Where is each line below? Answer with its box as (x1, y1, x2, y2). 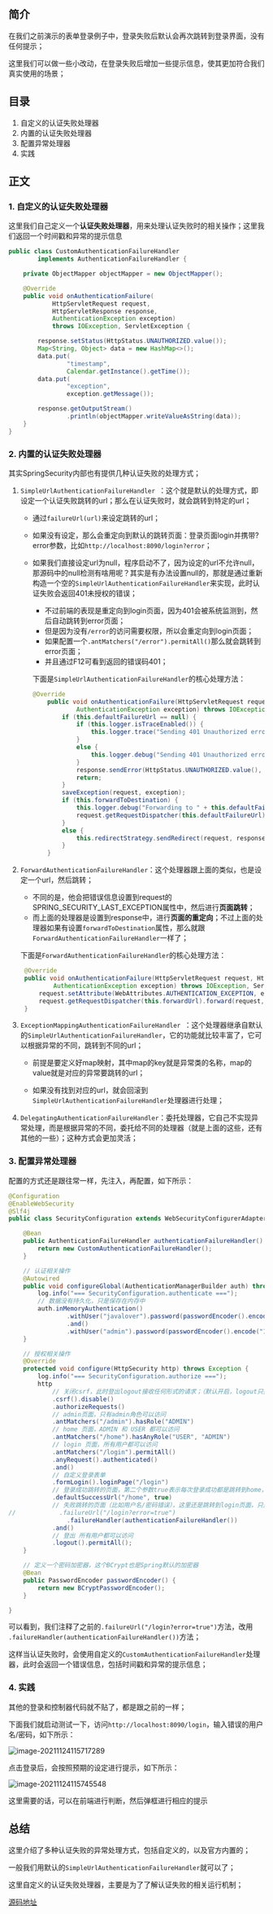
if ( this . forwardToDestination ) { (61, 797, 179, 805)
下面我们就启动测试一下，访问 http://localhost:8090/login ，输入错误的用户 (8, 1719, 264, 1729)
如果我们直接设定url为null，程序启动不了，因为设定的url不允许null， (32, 557, 259, 568)
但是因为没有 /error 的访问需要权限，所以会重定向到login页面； (44, 626, 254, 635)
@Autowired (23, 1274, 60, 1283)
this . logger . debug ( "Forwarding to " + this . (76, 804, 230, 812)
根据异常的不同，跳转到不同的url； (27, 1041, 144, 1051)
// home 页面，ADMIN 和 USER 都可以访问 (51, 1425, 180, 1433)
